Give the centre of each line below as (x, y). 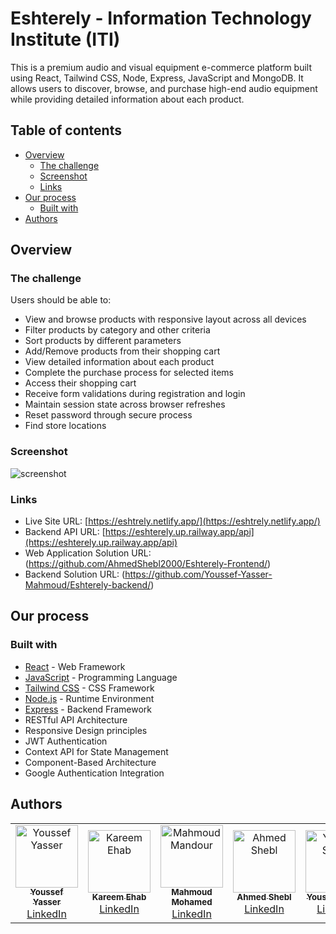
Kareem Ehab (119, 897)
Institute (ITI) (65, 39)
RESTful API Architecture (76, 719)
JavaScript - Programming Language (101, 677)
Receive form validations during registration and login (135, 394)
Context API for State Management (96, 751)
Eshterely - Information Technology (161, 18)
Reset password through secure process (108, 415)
